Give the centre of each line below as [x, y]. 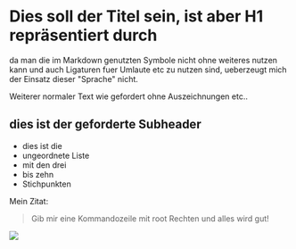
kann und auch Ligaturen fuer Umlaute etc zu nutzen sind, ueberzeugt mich [148, 70]
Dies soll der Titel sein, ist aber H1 [136, 17]
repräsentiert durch [83, 35]
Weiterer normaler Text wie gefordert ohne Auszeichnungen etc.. [128, 96]
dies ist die [42, 145]
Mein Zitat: [29, 201]
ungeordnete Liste [56, 155]
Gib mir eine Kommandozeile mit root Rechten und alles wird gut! [150, 218]
